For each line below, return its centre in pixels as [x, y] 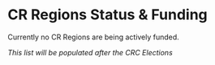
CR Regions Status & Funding [107, 15]
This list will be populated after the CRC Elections [90, 52]
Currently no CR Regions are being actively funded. [93, 37]
